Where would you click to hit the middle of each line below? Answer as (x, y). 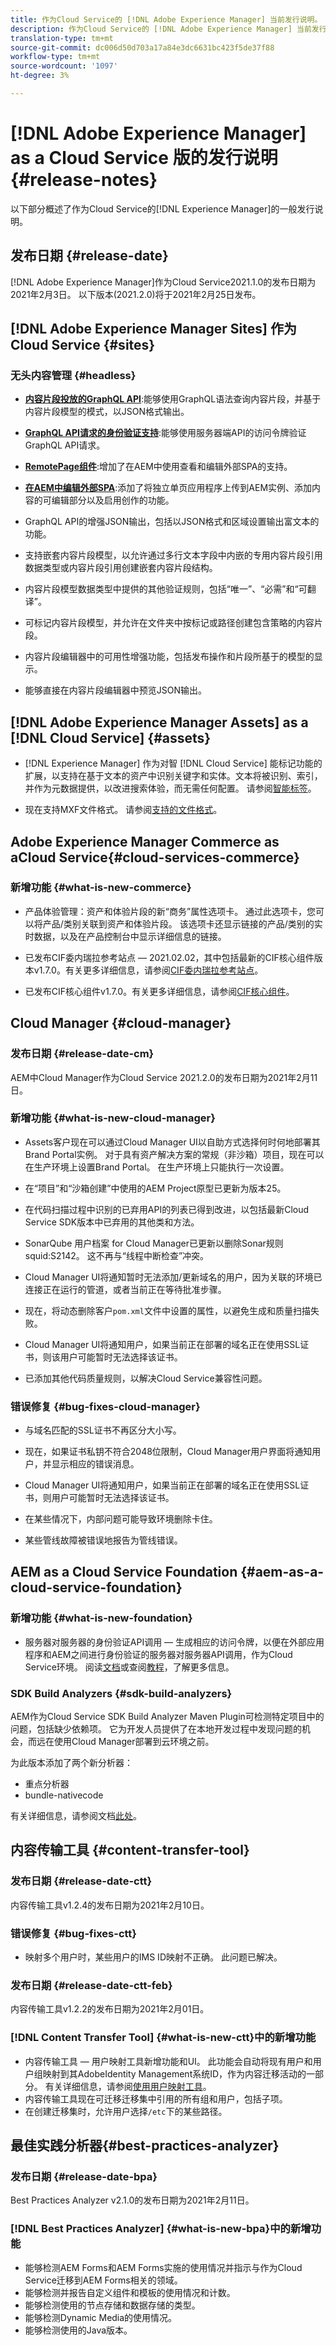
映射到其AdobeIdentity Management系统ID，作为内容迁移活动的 (174, 2073)
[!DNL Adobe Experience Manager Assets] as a (159, 722)
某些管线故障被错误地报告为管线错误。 (103, 1540)
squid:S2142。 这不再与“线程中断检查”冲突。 (117, 1255)
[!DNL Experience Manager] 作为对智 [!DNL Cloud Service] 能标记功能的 (173, 763)
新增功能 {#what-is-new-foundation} (101, 1618)
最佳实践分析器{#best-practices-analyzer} (145, 2146)
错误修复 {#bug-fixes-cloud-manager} (105, 1406)
